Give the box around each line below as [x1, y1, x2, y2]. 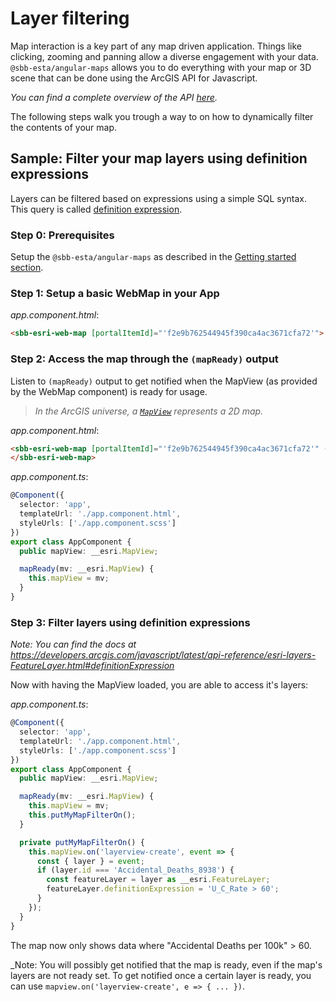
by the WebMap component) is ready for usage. [10, 385, 208, 397]
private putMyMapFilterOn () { [19, 837, 145, 847]
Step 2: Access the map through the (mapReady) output [10, 352, 279, 366]
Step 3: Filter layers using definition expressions [10, 615, 251, 629]
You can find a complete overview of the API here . [10, 91, 218, 103]
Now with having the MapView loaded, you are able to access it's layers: [10, 679, 309, 691]
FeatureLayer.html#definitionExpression [10, 660, 175, 672]
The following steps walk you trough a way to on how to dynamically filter [10, 110, 314, 122]
